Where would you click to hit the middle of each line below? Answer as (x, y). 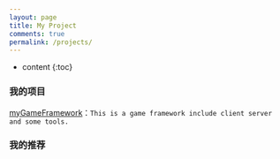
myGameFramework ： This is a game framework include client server (140, 112)
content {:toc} (47, 67)
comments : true (37, 34)
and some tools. (39, 121)
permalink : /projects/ (51, 42)
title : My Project (43, 26)
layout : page (33, 17)
